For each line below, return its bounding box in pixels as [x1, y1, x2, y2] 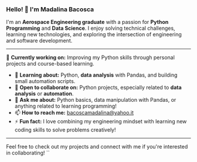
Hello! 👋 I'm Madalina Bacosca [6, 5, 94, 13]
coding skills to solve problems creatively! [14, 126, 116, 133]
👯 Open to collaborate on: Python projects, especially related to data [14, 84, 182, 91]
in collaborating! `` [6, 149, 50, 157]
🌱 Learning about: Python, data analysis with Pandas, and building [14, 71, 178, 78]
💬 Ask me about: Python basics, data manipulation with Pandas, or [14, 96, 176, 104]
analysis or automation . [14, 90, 74, 97]
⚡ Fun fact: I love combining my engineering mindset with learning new [14, 118, 187, 125]
